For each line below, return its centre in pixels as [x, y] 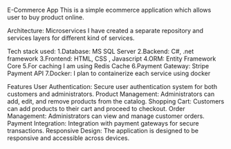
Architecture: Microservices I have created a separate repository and [105, 31]
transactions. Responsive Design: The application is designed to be [103, 131]
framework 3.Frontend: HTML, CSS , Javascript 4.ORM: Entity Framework [112, 59]
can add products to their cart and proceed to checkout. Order [96, 109]
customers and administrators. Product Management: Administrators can [111, 94]
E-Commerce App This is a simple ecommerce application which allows [109, 10]
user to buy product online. [46, 17]
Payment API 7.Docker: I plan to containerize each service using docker [109, 73]
